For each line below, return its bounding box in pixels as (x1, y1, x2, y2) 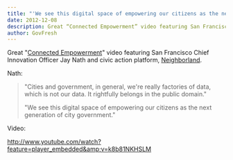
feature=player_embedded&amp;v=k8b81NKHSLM (7, 145, 152, 153)
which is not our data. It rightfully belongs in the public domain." (24, 90, 207, 98)
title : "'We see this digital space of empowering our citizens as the (7, 10, 218, 17)
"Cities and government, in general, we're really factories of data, (24, 82, 212, 91)
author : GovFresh (7, 29, 58, 37)
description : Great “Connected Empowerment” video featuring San (7, 23, 200, 30)
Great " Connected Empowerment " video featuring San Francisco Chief (7, 48, 209, 57)
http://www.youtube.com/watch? (7, 138, 102, 146)
